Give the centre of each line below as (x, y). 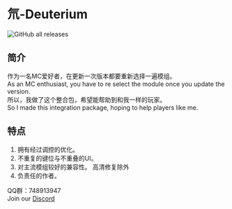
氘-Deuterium (48, 14)
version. (19, 91)
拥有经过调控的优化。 (48, 149)
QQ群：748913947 (34, 190)
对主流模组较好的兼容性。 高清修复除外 (73, 167)
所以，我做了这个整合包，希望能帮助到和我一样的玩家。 (86, 99)
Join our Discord (31, 198)
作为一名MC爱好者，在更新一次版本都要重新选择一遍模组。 (92, 76)
